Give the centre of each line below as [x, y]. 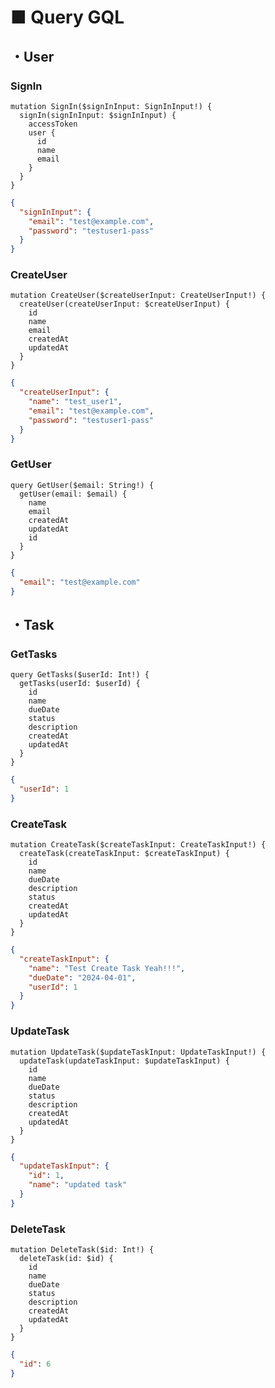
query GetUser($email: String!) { [82, 485]
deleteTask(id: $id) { [66, 1259]
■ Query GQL [67, 17]
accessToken [53, 124]
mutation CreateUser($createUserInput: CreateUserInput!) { [138, 296]
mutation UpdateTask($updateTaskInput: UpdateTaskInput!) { [138, 1052]
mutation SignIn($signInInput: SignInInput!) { [111, 106]
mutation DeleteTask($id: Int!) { [82, 1250]
